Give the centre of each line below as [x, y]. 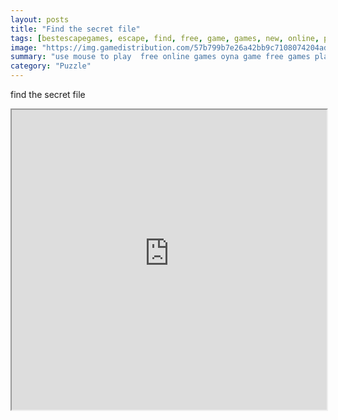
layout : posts [40, 19]
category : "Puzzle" [51, 66]
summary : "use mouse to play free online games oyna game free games [160, 57]
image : [24, 47]
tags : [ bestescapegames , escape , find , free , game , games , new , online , [165, 38]
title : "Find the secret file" [75, 29]
